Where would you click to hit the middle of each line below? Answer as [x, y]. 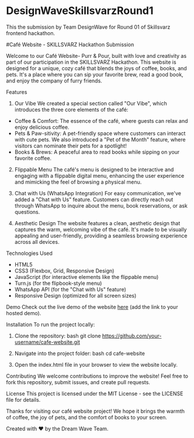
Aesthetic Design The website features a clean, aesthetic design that [97, 223]
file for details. [23, 399]
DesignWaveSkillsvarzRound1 [80, 11]
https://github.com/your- [132, 336]
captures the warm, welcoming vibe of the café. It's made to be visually [101, 229]
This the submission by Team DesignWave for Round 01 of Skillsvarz [88, 27]
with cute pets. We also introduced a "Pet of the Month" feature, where [100, 139]
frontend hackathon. [31, 33]
